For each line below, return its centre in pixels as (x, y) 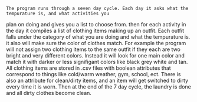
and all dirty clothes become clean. (49, 93)
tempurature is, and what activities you (58, 13)
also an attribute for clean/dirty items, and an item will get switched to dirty (97, 80)
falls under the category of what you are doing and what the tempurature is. (98, 37)
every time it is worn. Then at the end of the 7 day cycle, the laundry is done (99, 87)
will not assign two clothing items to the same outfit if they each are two (93, 49)
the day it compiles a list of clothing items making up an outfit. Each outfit (95, 30)
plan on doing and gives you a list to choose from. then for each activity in (96, 24)
